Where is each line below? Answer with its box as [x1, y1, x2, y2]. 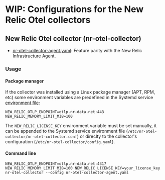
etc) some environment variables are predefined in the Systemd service [5, 95, 153, 101]
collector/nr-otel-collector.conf [5, 134, 78, 139]
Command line [5, 150, 37, 156]
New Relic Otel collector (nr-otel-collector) [5, 34, 141, 43]
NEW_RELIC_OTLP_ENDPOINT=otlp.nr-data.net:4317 [5, 161, 107, 166]
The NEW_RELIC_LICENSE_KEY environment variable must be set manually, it [5, 123, 157, 129]
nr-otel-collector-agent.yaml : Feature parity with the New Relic [12, 48, 142, 53]
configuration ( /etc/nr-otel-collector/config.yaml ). [5, 139, 115, 145]
